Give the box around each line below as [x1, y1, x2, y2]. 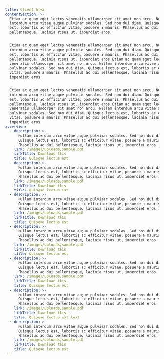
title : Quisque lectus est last [14, 315, 80, 320]
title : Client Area [5, 7, 45, 12]
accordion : [5, 124, 27, 129]
